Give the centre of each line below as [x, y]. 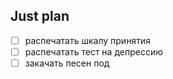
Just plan [40, 16]
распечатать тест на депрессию [93, 51]
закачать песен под [67, 63]
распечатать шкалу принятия [87, 40]
